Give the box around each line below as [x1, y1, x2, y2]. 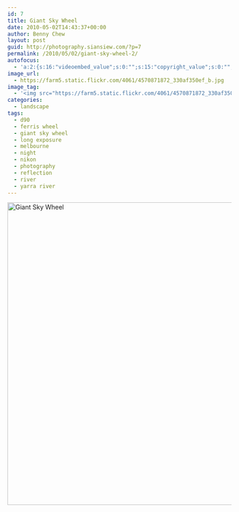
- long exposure [14, 136, 62, 143]
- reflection [14, 169, 53, 177]
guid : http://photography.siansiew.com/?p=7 [7, 43, 142, 51]
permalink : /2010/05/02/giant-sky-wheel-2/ [7, 51, 139, 58]
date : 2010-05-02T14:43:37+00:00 [7, 23, 107, 31]
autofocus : [7, 57, 40, 64]
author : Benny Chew [7, 30, 65, 38]
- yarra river [14, 182, 55, 189]
